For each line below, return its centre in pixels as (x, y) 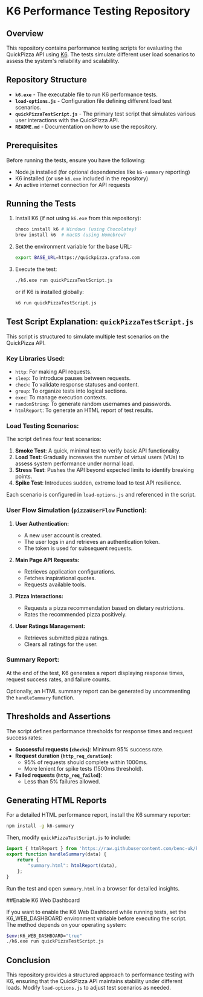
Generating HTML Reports (56, 801)
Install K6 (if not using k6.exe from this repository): (78, 218)
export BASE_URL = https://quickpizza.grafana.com (77, 258)
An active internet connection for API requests (72, 185)
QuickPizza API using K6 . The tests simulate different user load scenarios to (101, 54)
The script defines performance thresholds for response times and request (99, 731)
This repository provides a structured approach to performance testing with (100, 975)
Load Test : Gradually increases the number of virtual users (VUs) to (99, 457)
